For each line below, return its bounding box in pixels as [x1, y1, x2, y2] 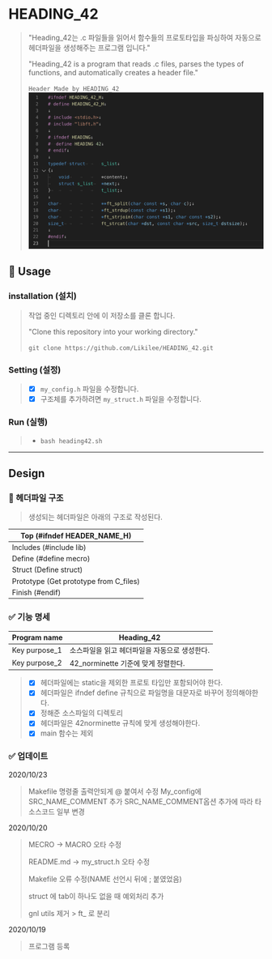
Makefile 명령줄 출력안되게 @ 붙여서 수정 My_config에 [28, 786, 202, 796]
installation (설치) [8, 291, 77, 302]
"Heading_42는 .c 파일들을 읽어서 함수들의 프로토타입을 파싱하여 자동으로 [28, 32, 261, 42]
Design [8, 467, 45, 480]
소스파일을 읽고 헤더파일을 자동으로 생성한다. [70, 646, 210, 655]
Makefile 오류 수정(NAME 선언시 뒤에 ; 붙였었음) [28, 874, 182, 884]
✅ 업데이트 [8, 751, 49, 762]
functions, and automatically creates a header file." [28, 67, 198, 77]
